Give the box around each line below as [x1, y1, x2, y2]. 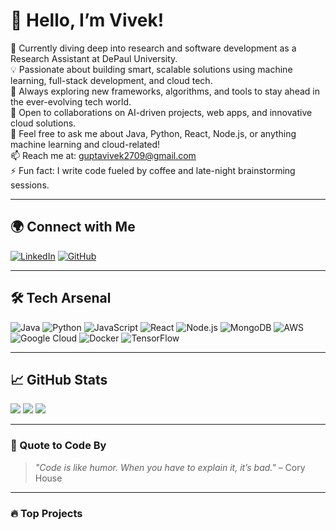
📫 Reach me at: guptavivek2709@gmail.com [10, 149, 197, 161]
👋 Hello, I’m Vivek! [10, 9, 165, 32]
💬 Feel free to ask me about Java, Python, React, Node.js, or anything [10, 127, 297, 139]
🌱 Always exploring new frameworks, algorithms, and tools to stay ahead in [10, 85, 320, 97]
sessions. [10, 179, 50, 191]
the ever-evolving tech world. [10, 95, 132, 108]
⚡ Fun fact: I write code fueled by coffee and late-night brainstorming [10, 164, 296, 176]
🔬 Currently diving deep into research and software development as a [10, 42, 297, 54]
